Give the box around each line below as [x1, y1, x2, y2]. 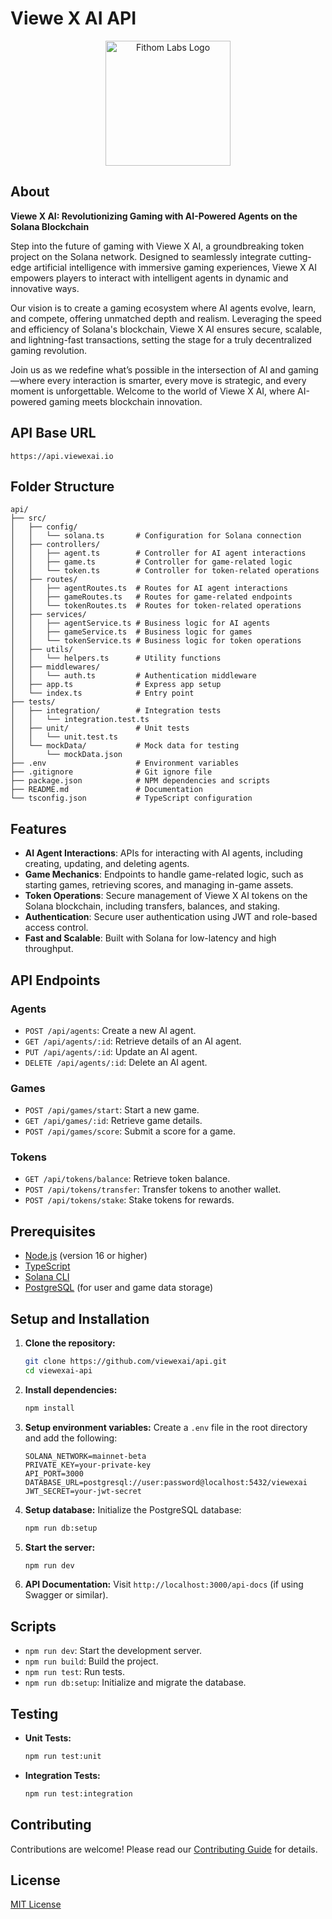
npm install [24, 1403, 75, 1413]
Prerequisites [10, 1223, 96, 1240]
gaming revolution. [10, 344, 88, 356]
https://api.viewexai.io [10, 451, 114, 461]
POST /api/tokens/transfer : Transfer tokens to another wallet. [24, 1183, 282, 1196]
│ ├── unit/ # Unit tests [10, 723, 190, 734]
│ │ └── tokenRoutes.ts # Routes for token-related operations [10, 601, 302, 611]
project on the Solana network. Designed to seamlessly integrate [10, 250, 277, 262]
